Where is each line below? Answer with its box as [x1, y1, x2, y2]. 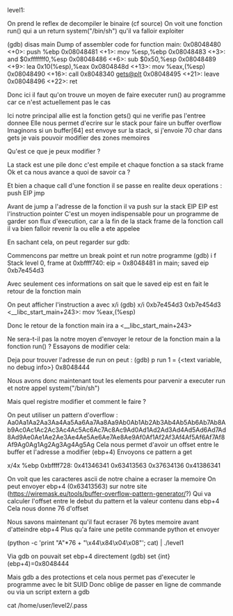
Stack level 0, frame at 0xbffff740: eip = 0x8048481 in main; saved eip [7, 259, 209, 267]
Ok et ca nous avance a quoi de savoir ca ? [7, 168, 131, 176]
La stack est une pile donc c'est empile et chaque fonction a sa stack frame [7, 161, 224, 169]
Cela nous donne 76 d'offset [7, 504, 89, 512]
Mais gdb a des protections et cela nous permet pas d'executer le [7, 573, 196, 581]
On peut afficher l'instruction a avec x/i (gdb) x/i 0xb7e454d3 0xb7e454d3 [7, 300, 221, 309]
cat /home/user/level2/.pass [7, 601, 88, 609]
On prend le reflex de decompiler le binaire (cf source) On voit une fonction [7, 19, 223, 27]
